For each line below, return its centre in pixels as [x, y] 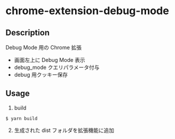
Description [27, 33]
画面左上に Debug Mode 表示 [50, 60]
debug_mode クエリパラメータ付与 [57, 67]
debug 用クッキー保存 [41, 75]
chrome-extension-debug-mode [87, 11]
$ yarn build [22, 118]
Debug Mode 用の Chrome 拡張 [44, 47]
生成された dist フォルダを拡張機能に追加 [64, 130]
